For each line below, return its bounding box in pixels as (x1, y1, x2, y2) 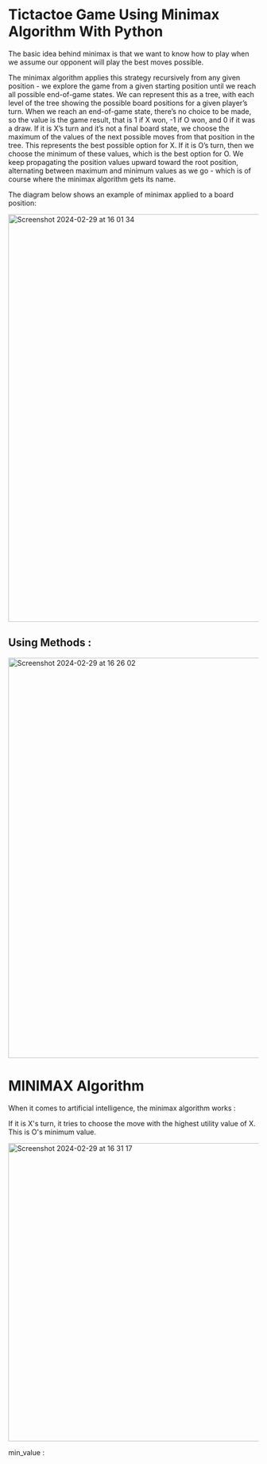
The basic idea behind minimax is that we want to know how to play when (8, 49, 250, 58)
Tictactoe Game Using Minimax (8, 6, 220, 24)
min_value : (8, 1447, 45, 1457)
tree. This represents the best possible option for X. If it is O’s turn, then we (8, 140, 254, 150)
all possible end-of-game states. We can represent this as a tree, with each (8, 89, 254, 99)
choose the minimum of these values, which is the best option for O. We (8, 149, 244, 159)
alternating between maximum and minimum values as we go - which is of (8, 166, 252, 175)
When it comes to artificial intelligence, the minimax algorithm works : (8, 1103, 236, 1113)
